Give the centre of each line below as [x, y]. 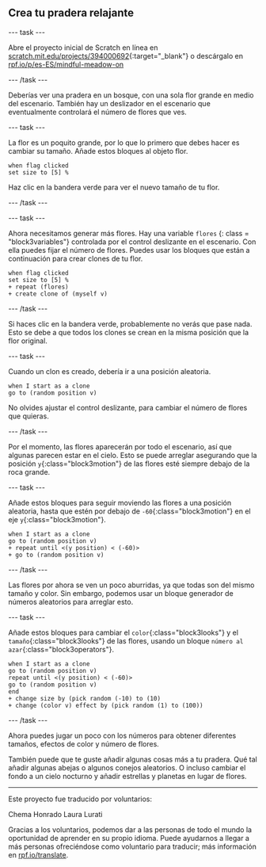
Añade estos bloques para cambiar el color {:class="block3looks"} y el [123, 632]
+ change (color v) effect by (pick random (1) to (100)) [106, 705]
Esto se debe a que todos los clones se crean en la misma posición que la [129, 332]
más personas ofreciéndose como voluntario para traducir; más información [133, 846]
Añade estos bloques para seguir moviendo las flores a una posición [120, 502]
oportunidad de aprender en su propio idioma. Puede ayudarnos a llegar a [129, 838]
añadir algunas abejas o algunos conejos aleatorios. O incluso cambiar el [127, 767]
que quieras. [28, 416]
